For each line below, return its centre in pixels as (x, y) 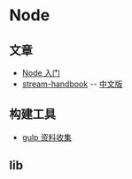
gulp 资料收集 (47, 137)
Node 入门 (41, 73)
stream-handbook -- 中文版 (72, 84)
